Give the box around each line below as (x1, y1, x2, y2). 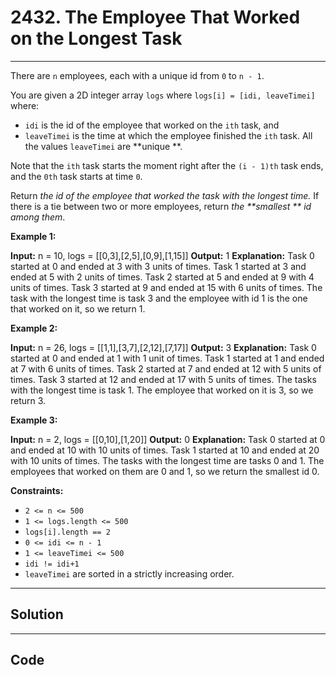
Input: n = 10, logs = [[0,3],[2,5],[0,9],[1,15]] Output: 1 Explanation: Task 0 (10, 249, 315, 261)
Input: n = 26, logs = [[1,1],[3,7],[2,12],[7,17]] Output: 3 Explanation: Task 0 (10, 341, 317, 353)
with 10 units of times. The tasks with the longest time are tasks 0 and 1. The (10, 454, 325, 466)
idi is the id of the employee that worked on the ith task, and (24, 119, 280, 131)
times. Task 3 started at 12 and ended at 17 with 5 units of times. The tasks (10, 373, 317, 385)
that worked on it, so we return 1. (10, 302, 146, 315)
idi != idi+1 (24, 559, 80, 569)
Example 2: (10, 322, 58, 334)
